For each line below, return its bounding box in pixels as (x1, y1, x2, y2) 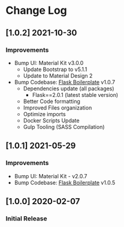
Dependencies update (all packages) (23, 85, 114, 92)
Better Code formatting (23, 98, 80, 105)
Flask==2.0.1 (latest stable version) (32, 91, 119, 98)
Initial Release (5, 214, 47, 223)
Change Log (5, 4, 67, 17)
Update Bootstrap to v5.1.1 (23, 66, 87, 73)
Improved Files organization (23, 104, 92, 111)
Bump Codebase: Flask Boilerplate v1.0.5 (14, 179, 116, 186)
